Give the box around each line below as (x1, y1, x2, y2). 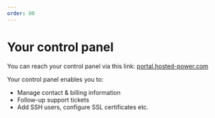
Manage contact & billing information (16, 88, 121, 96)
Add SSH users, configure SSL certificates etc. (16, 103, 149, 111)
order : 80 (7, 10, 35, 17)
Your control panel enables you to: (7, 75, 104, 83)
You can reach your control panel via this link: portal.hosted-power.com (7, 62, 209, 70)
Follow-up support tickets (16, 95, 90, 104)
